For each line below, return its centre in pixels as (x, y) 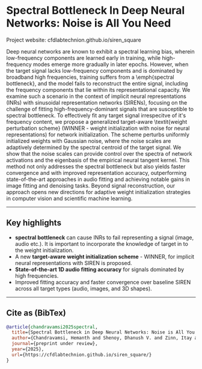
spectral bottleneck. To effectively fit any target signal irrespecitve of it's (96, 115)
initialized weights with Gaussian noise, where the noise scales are (89, 141)
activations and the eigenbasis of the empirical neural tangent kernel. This (98, 160)
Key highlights (34, 223)
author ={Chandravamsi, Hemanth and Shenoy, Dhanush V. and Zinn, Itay (102, 338)
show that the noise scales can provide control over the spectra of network (99, 153)
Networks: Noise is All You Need (89, 23)
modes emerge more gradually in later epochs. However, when (111, 64)
